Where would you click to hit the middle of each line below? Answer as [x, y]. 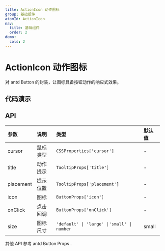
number [64, 229]
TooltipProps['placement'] [88, 184]
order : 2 [18, 32]
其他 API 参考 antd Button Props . [39, 243]
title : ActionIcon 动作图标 [32, 10]
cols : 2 [17, 42]
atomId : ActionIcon [25, 19]
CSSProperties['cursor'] [85, 151]
